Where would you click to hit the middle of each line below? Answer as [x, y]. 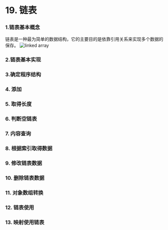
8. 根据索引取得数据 [29, 148]
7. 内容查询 [18, 134]
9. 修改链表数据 [24, 163]
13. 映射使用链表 [25, 222]
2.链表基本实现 [23, 60]
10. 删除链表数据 [25, 178]
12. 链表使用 [20, 207]
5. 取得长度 [19, 104]
